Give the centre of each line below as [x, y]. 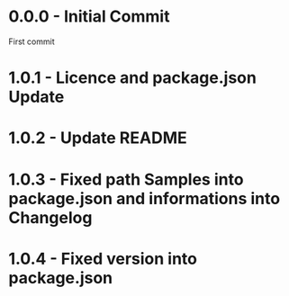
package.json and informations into [144, 198]
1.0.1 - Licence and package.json [133, 78]
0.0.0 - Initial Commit [89, 17]
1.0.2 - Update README [98, 138]
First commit [32, 41]
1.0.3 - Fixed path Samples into [126, 179]
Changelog [50, 217]
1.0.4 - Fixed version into [103, 259]
